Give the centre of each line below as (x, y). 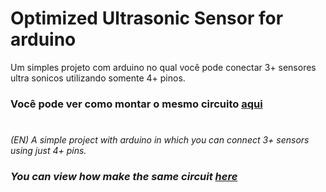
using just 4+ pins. (48, 151)
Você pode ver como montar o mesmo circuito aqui (136, 104)
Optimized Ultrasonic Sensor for (147, 18)
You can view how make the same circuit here (124, 176)
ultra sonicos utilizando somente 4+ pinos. (98, 78)
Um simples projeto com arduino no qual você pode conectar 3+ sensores (163, 67)
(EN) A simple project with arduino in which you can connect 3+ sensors (160, 140)
